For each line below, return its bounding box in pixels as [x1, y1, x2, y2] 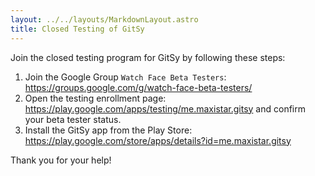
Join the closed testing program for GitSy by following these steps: [10, 51, 286, 63]
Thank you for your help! [10, 154, 112, 166]
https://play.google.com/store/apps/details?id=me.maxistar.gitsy [24, 134, 292, 146]
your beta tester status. [24, 113, 122, 125]
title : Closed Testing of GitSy [10, 24, 145, 34]
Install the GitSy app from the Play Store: [24, 124, 193, 136]
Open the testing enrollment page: [24, 92, 167, 104]
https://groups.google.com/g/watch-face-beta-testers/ [24, 81, 253, 93]
